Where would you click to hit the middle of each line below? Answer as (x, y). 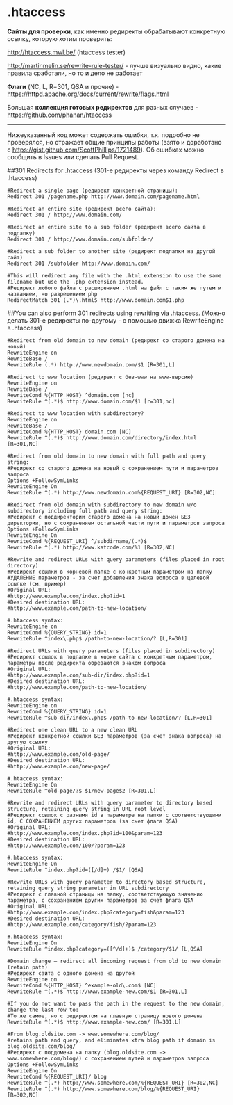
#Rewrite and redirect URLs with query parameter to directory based (110, 803)
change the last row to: (43, 1010)
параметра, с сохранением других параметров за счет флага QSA (101, 900)
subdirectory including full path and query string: (85, 511)
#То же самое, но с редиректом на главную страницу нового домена (105, 1016)
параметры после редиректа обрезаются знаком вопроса (87, 663)
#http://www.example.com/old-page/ (59, 754)
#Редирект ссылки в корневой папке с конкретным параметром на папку (110, 572)
